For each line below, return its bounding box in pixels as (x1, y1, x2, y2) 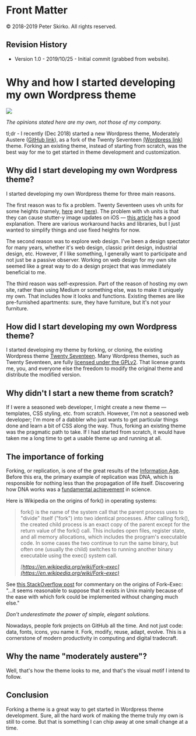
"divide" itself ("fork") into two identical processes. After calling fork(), (20, 514, 190, 521)
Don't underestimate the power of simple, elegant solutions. (6, 610, 150, 617)
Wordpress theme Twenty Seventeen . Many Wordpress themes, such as (6, 353, 180, 360)
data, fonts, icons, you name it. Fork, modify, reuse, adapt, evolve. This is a (6, 628, 186, 635)
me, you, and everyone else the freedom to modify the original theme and (6, 365, 183, 372)
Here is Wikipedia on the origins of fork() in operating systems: (6, 497, 157, 504)
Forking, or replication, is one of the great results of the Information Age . (6, 467, 181, 474)
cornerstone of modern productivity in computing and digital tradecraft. (6, 634, 178, 641)
